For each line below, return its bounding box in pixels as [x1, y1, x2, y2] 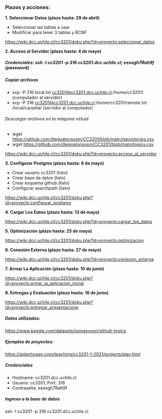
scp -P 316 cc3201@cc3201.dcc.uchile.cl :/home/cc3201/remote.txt [12, 99, 147, 106]
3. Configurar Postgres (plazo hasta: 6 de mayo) [5, 160, 105, 166]
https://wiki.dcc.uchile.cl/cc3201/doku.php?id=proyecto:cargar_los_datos [5, 219, 152, 224]
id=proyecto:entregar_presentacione [5, 304, 79, 310]
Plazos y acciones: [5, 4, 51, 11]
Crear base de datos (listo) [12, 175, 66, 181]
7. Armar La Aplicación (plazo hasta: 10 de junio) [5, 266, 105, 272]
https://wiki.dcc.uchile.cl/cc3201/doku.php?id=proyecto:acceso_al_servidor [5, 150, 157, 157]
